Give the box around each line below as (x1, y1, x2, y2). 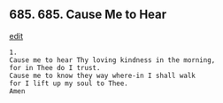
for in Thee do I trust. (9, 63, 101, 72)
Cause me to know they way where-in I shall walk (9, 71, 196, 80)
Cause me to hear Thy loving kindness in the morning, (9, 55, 216, 65)
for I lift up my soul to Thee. (9, 79, 128, 88)
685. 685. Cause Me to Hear (9, 7, 167, 22)
